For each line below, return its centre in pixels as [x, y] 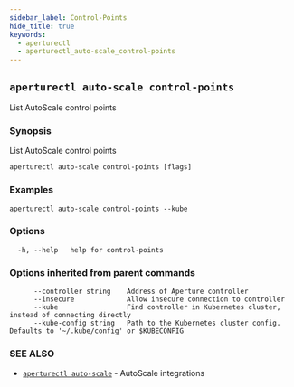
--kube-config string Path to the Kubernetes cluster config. [157, 323]
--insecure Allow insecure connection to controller [159, 299]
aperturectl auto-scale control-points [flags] [101, 167]
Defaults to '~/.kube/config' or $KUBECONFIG [96, 331]
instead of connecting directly [70, 316]
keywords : [28, 34]
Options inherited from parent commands [103, 272]
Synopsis [30, 130]
